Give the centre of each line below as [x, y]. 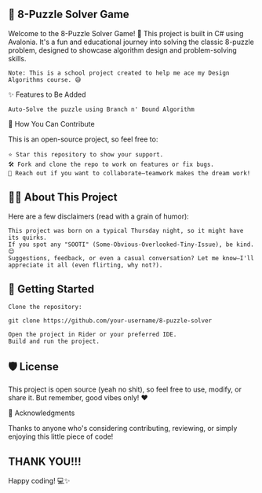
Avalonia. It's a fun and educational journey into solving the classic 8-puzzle [131, 42]
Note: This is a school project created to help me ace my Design [119, 73]
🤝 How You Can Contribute [52, 123]
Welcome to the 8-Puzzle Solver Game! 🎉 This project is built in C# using [126, 33]
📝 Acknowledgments [42, 413]
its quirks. [27, 237]
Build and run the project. [54, 342]
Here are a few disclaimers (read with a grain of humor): [99, 216]
